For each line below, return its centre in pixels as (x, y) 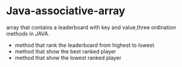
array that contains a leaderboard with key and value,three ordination (91, 27)
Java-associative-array (66, 11)
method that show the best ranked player (65, 51)
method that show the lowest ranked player (68, 58)
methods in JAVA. (28, 33)
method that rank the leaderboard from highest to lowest (84, 45)
